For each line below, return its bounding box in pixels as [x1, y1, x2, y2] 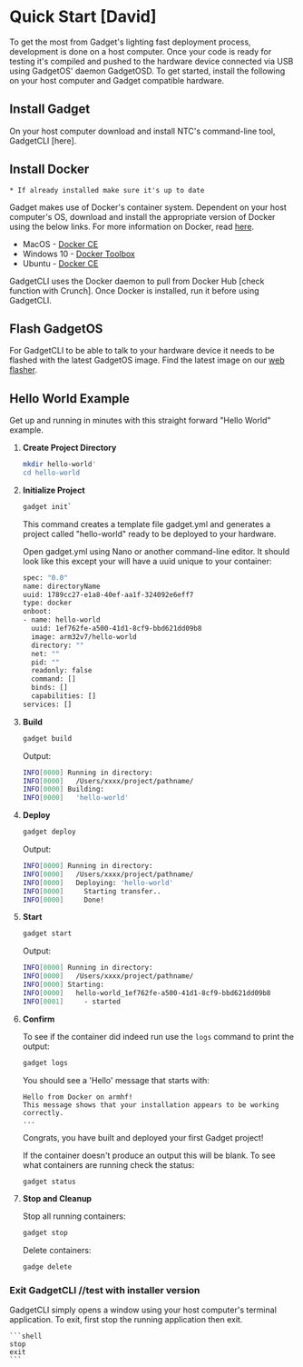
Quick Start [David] [9, 6, 157, 27]
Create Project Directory [22, 443, 117, 454]
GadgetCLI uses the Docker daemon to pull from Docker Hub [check [9, 275, 265, 286]
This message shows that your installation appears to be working [22, 1100, 279, 1110]
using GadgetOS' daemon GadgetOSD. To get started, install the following [9, 65, 286, 76]
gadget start [22, 929, 73, 938]
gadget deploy [22, 827, 76, 837]
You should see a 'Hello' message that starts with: [22, 1074, 210, 1085]
